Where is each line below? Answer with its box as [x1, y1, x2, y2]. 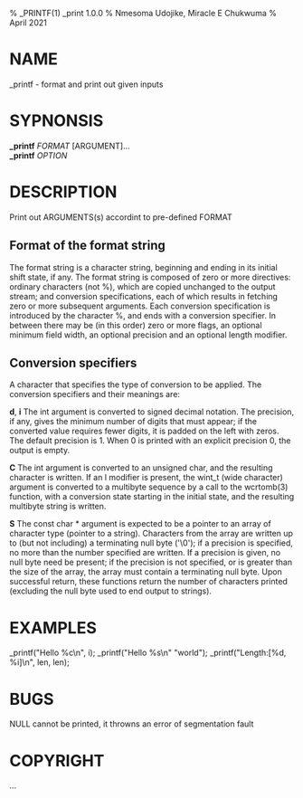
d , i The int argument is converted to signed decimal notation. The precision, [9, 406, 295, 417]
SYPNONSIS [9, 110, 104, 131]
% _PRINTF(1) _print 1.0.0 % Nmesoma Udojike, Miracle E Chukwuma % [9, 8, 278, 18]
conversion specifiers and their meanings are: [9, 389, 181, 400]
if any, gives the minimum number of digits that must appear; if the [9, 416, 258, 427]
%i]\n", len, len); [9, 657, 70, 668]
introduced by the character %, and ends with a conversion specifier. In [9, 309, 276, 320]
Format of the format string [9, 238, 166, 253]
